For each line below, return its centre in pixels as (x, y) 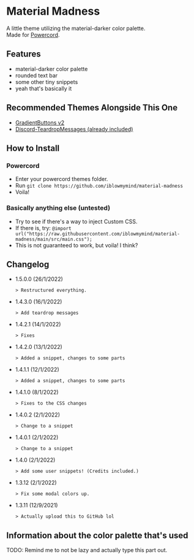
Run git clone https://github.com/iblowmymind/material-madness (99, 186)
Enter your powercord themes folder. (62, 179)
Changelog (28, 264)
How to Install (33, 148)
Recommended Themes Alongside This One (92, 108)
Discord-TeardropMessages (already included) (74, 129)
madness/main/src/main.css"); (54, 239)
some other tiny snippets (47, 82)
